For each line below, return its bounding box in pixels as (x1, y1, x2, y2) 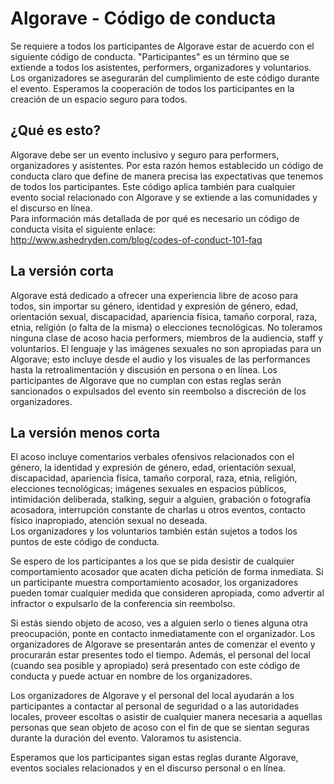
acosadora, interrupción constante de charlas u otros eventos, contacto (10, 504, 306, 516)
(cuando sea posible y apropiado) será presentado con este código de (10, 660, 301, 672)
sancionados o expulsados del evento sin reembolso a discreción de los (10, 385, 307, 397)
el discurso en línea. (10, 202, 93, 214)
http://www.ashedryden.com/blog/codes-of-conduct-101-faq (10, 233, 263, 246)
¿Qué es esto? (10, 122, 102, 139)
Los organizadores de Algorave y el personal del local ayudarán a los (10, 690, 295, 702)
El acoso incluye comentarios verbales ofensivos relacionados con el (10, 451, 295, 463)
